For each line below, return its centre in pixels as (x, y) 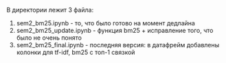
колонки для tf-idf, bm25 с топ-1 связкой (76, 52)
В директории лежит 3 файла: (50, 10)
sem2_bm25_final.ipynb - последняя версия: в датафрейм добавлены (118, 45)
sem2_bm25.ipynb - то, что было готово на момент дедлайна (105, 23)
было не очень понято (49, 38)
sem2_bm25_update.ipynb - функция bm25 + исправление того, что (115, 30)
